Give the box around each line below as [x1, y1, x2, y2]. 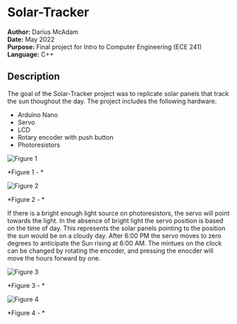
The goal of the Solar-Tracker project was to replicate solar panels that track [7, 89, 229, 97]
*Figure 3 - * [7, 281, 45, 289]
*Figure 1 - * [7, 167, 44, 176]
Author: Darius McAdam [7, 28, 79, 36]
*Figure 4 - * [7, 308, 46, 317]
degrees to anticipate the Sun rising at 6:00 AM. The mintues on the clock [7, 239, 222, 247]
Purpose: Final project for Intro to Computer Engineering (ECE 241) [7, 42, 202, 51]
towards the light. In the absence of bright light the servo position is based [7, 216, 224, 224]
